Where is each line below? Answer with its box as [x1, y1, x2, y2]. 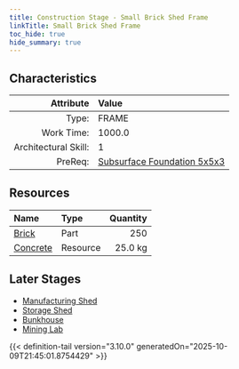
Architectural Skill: [13, 141, 90, 154]
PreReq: [56, 156, 90, 168]
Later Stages [9, 272, 82, 287]
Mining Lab [21, 324, 64, 334]
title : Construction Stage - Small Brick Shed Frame [9, 12, 209, 22]
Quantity [109, 212, 148, 224]
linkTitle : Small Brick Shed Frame [9, 21, 141, 30]
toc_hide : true [9, 29, 66, 38]
